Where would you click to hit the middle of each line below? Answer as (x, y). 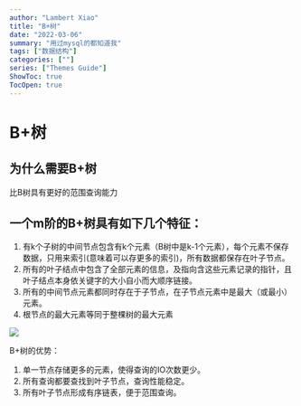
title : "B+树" (35, 26)
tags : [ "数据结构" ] (43, 52)
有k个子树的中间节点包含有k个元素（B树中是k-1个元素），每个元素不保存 (155, 247)
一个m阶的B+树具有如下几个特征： (106, 224)
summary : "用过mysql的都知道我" (66, 43)
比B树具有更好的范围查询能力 (64, 192)
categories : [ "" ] (42, 60)
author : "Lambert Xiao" (54, 18)
